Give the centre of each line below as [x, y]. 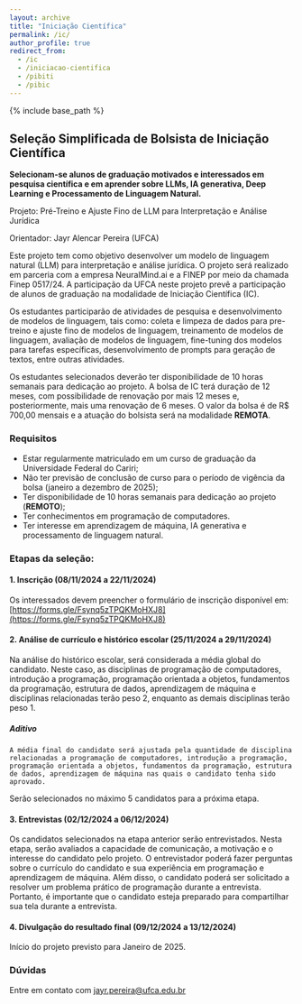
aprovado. [28, 782]
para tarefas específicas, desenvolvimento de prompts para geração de [142, 350]
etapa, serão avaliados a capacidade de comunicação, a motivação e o [141, 849]
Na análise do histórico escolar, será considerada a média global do [135, 660]
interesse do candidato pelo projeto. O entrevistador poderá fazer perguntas [151, 859]
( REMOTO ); [44, 506]
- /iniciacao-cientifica [64, 69]
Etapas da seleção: [52, 558]
